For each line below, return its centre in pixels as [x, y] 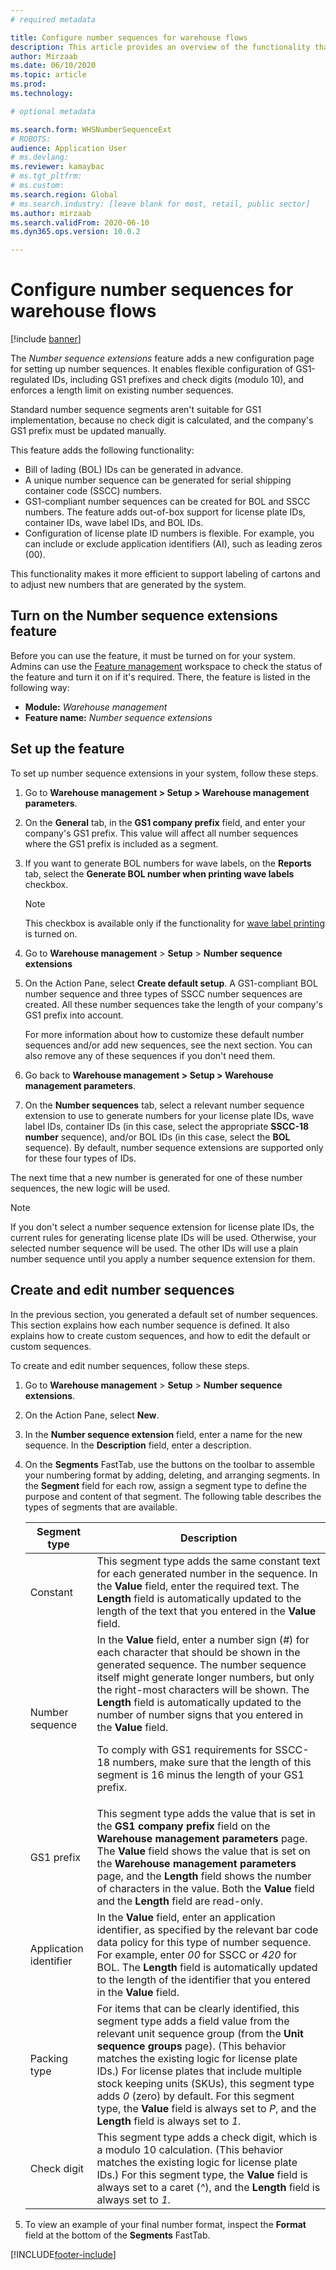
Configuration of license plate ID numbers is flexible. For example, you [169, 533]
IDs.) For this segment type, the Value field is [202, 2174]
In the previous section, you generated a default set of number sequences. [164, 1314]
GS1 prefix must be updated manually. [88, 431]
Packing [49, 2058]
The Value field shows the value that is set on [203, 1851]
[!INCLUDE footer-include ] [63, 2254]
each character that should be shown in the [198, 1652]
